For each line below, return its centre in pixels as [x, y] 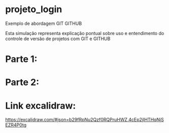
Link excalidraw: [41, 106]
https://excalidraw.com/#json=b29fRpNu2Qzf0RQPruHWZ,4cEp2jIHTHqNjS [84, 120]
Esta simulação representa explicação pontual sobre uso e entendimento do [85, 33]
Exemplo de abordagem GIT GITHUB [44, 23]
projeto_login [34, 9]
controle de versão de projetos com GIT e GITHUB [58, 39]
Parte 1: [21, 59]
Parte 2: [22, 82]
